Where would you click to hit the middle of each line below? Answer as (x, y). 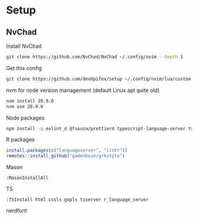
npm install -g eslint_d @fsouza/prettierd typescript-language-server (96, 128)
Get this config (24, 68)
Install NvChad (24, 46)
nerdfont (17, 211)
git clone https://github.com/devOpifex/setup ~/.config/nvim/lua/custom (99, 79)
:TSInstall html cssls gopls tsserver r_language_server (77, 200)
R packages (21, 140)
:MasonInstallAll (27, 178)
